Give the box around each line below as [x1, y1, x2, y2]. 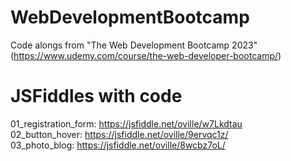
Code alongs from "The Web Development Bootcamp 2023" [10, 39, 258, 51]
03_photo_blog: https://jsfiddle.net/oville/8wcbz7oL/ [10, 139, 226, 151]
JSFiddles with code [10, 85, 183, 108]
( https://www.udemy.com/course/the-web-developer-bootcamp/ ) [10, 49, 282, 61]
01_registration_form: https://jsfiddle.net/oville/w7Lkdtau [10, 117, 243, 130]
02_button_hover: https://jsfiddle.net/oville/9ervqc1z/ [10, 128, 229, 140]
